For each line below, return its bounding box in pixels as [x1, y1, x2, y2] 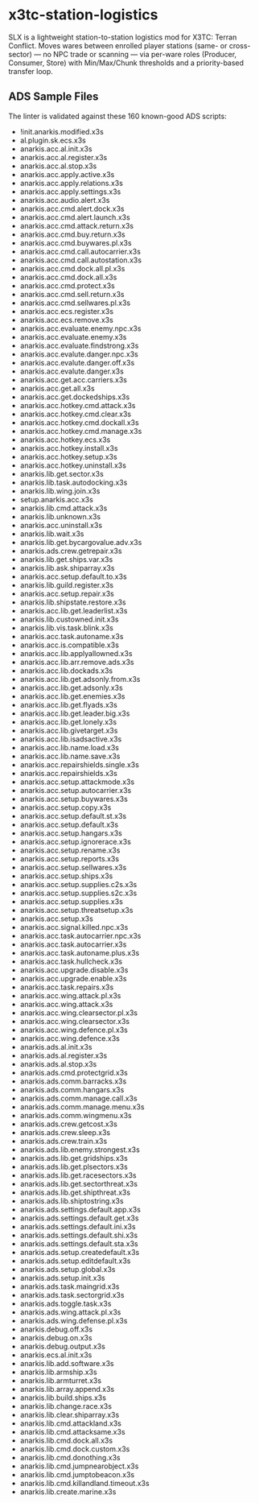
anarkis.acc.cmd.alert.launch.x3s [19, 212, 130, 222]
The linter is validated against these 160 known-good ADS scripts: [8, 111, 227, 121]
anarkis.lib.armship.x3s [19, 1367, 98, 1377]
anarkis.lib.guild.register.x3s [19, 580, 114, 589]
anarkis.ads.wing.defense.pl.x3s [19, 1315, 128, 1325]
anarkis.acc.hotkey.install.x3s [19, 443, 118, 452]
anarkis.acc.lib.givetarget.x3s [19, 725, 118, 735]
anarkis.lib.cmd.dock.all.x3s [19, 1435, 113, 1445]
